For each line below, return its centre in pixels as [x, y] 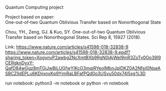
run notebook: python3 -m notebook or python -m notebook [67, 83]
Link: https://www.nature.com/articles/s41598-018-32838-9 [67, 47]
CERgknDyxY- [20, 63]
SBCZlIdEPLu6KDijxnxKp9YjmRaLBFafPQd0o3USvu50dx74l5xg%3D [76, 73]
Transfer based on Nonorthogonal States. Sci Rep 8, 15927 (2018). [73, 37]
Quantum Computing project [34, 7]
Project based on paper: [30, 17]
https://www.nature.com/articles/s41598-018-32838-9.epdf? [68, 52]
